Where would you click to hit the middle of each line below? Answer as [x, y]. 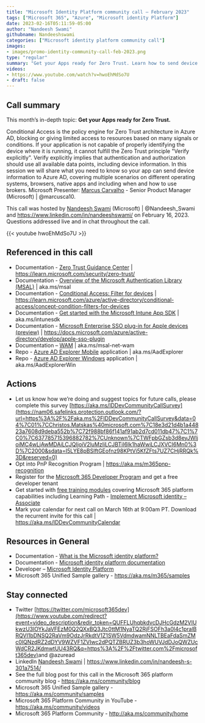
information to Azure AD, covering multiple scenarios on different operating [101, 177]
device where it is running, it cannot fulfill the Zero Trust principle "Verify [98, 151]
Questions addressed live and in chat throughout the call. [78, 221]
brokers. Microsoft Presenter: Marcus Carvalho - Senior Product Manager [99, 190]
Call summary [33, 105]
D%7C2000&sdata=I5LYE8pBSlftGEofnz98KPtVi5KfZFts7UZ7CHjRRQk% [107, 451]
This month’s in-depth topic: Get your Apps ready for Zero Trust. [88, 119]
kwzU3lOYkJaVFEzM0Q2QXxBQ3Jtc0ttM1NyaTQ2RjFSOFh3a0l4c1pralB [106, 629]
